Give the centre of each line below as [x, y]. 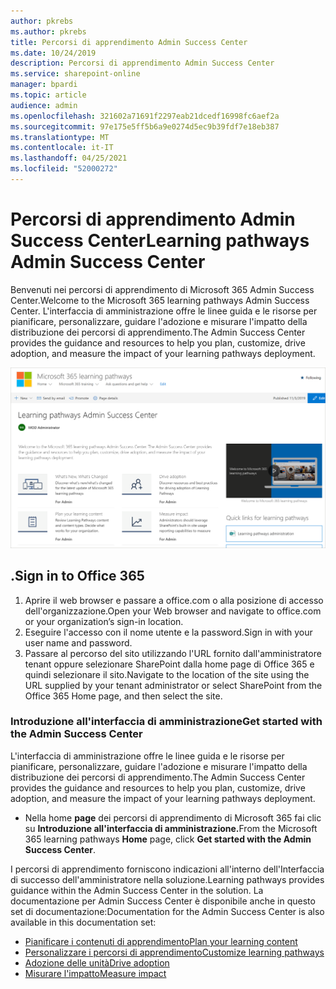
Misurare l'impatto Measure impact [95, 973]
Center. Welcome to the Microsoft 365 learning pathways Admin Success [160, 300]
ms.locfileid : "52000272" [64, 169]
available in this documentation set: [83, 922]
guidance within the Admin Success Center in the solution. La [137, 890]
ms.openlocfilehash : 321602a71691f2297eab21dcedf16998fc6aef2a [145, 116]
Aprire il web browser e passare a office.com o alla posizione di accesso [174, 600]
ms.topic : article [48, 95]
